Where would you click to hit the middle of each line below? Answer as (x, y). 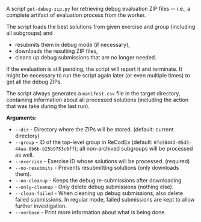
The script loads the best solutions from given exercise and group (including (101, 27)
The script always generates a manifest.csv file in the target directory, (93, 93)
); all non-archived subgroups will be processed (134, 148)
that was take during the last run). (48, 106)
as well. (24, 155)
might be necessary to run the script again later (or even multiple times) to (98, 75)
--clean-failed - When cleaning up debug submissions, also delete (99, 193)
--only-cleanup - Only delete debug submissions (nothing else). (94, 187)
